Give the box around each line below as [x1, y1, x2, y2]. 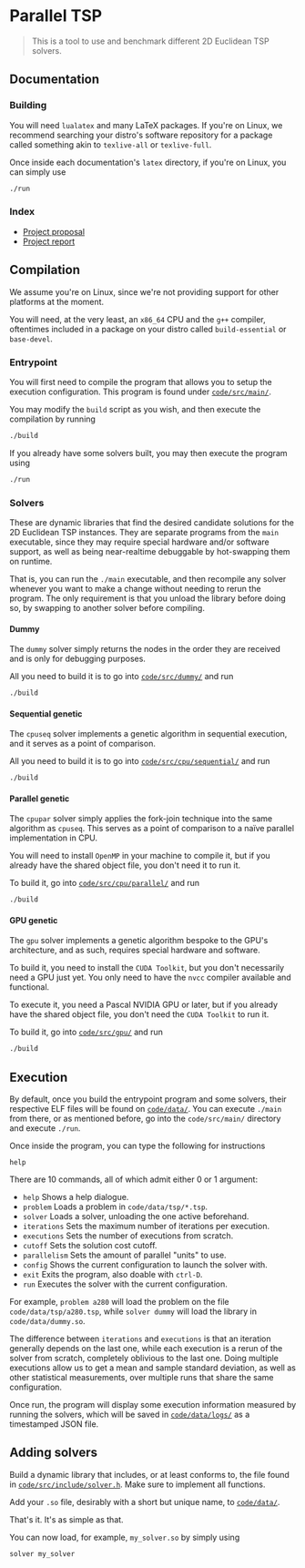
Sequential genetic [9, 708, 83, 719]
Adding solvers [9, 1445, 98, 1461]
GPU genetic [9, 914, 58, 925]
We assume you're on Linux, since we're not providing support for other [9, 286, 280, 297]
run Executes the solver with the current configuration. [22, 1278, 228, 1289]
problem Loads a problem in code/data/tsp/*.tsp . [22, 1201, 208, 1212]
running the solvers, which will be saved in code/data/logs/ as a [9, 1409, 250, 1420]
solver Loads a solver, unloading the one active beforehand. [22, 1211, 249, 1222]
